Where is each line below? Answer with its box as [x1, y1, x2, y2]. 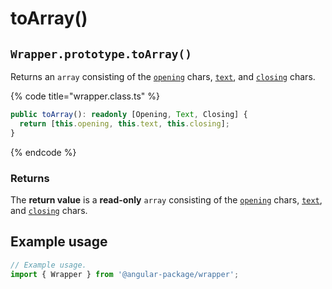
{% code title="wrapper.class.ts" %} [10, 90, 160, 102]
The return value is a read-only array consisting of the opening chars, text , [10, 193, 323, 206]
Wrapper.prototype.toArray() [10, 47, 193, 61]
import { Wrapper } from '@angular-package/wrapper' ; [10, 269, 240, 279]
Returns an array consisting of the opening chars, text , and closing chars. [10, 71, 316, 82]
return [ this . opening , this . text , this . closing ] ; [19, 118, 230, 129]
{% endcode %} [10, 146, 77, 158]
